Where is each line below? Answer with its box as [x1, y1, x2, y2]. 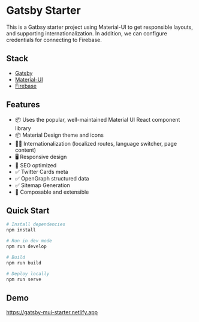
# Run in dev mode [6, 238, 52, 244]
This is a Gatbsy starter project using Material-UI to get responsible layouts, [6, 23, 193, 31]
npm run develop [6, 243, 47, 249]
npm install [6, 227, 36, 233]
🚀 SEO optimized [14, 161, 57, 168]
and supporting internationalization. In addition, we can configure [6, 29, 168, 37]
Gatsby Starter [6, 4, 81, 17]
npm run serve [6, 276, 42, 282]
